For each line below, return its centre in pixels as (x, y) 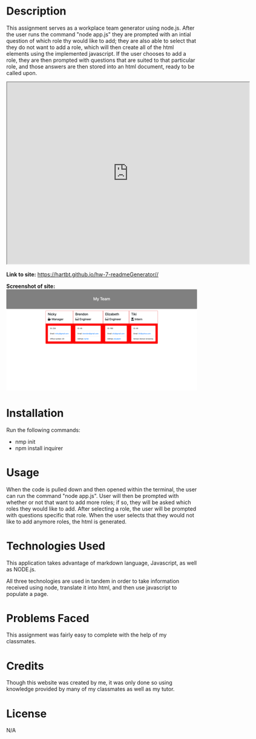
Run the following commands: (43, 430)
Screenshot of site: (31, 286)
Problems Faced (48, 618)
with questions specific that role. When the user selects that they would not (100, 515)
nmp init (25, 442)
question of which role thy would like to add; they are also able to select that (101, 41)
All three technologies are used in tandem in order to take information (93, 581)
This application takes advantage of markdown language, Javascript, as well (102, 563)
